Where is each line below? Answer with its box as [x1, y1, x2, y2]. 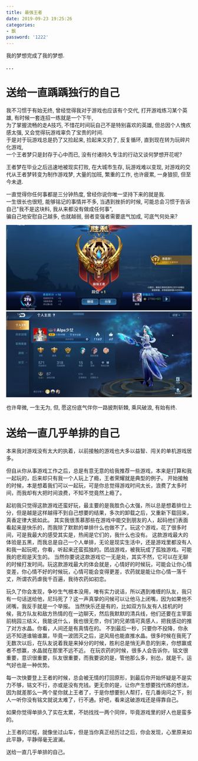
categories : [6, 22, 35, 28]
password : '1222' [6, 34, 49, 41]
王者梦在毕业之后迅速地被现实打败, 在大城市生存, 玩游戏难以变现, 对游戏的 [6, 164, 186, 171]
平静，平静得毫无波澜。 [11, 736, 68, 743]
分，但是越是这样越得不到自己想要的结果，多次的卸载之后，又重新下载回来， [6, 509, 192, 516]
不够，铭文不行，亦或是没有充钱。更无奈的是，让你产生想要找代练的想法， [11, 681, 192, 689]
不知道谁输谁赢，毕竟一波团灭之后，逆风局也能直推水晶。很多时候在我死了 [11, 632, 192, 639]
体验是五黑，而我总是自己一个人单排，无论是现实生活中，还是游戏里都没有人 [6, 538, 192, 545]
